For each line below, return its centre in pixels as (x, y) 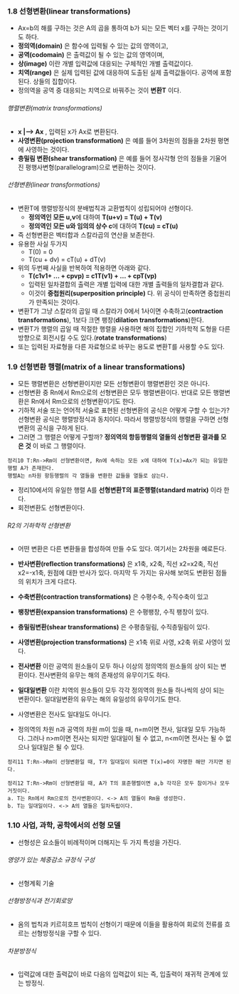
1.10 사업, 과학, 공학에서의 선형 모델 (64, 825)
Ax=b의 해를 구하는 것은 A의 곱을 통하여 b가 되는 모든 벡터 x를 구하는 (113, 28)
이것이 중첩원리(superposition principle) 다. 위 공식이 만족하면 (117, 293)
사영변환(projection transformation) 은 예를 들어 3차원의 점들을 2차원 (117, 140)
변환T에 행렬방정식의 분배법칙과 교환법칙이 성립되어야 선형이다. (105, 208)
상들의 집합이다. (55, 82)
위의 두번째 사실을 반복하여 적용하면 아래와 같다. (84, 268)
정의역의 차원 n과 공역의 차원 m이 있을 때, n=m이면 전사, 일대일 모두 (112, 729)
